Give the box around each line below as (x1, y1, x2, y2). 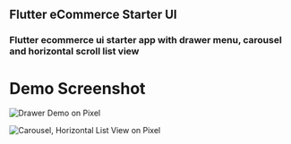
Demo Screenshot (9, 78, 146, 98)
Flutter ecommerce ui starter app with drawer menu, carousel (9, 34, 282, 47)
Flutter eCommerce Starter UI (9, 7, 177, 22)
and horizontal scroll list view (9, 45, 140, 57)
